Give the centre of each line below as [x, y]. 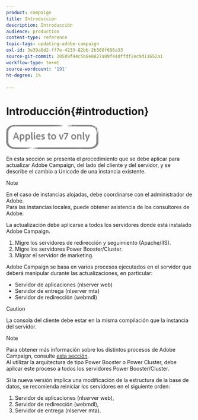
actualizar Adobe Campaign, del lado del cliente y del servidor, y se [88, 165]
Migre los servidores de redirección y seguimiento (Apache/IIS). [93, 243]
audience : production [33, 31]
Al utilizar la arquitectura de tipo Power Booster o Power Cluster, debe [91, 362]
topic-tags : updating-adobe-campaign [53, 44]
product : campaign [29, 12]
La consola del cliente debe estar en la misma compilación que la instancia [97, 320]
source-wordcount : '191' [37, 69]
